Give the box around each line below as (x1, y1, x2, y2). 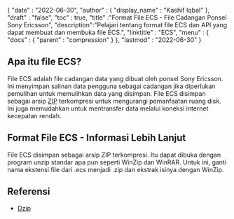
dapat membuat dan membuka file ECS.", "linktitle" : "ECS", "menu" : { (7, 28, 209, 36)
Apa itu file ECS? (7, 56, 82, 68)
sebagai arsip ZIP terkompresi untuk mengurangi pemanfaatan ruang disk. (7, 97, 222, 105)
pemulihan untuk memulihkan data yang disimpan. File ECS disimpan (7, 89, 206, 97)
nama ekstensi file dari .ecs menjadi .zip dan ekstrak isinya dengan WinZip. (7, 165, 224, 174)
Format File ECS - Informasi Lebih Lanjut (7, 132, 186, 144)
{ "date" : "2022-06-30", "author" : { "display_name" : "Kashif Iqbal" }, (7, 6, 210, 14)
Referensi (7, 185, 50, 198)
